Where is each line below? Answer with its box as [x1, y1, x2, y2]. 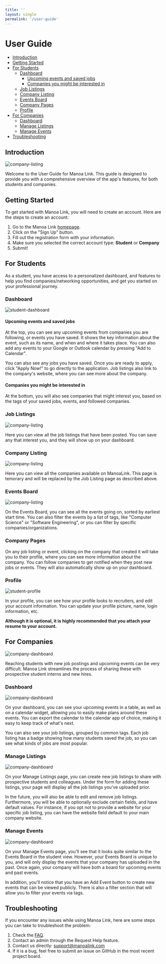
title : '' [5, 7, 26, 12]
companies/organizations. [5, 525, 58, 531]
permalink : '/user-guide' [5, 16, 58, 21]
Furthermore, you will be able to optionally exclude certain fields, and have [5, 799, 158, 805]
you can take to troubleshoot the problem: [5, 923, 91, 929]
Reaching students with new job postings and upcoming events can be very [5, 660, 160, 666]
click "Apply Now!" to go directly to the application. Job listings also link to [5, 365, 157, 371]
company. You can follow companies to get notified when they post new [5, 559, 153, 565]
